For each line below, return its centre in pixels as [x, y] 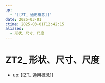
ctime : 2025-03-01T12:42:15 [35, 24]
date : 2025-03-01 [23, 19]
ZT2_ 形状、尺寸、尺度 [52, 60]
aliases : [14, 29]
